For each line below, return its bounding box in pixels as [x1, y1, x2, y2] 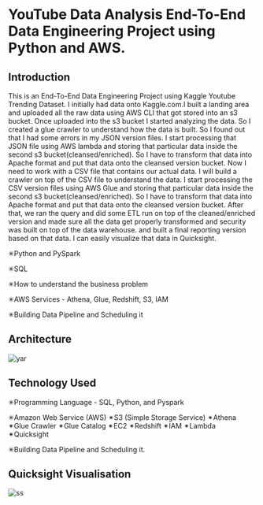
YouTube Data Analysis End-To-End [8, 6, 246, 24]
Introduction [8, 70, 71, 84]
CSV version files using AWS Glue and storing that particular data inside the [8, 184, 254, 192]
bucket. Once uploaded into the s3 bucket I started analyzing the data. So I [8, 117, 251, 125]
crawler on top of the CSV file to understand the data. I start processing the [8, 175, 254, 184]
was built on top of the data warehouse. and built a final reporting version [8, 225, 246, 234]
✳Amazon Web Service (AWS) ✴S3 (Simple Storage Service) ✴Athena [8, 412, 237, 422]
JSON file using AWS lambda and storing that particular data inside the [8, 142, 238, 150]
